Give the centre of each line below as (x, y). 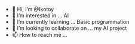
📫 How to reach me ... (39, 35)
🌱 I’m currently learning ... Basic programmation (70, 22)
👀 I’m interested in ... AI (40, 15)
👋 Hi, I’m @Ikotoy (33, 9)
